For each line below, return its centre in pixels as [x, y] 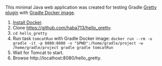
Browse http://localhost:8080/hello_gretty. [57, 58]
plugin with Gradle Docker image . [40, 13]
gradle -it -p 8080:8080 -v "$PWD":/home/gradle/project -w [78, 43]
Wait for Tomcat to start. [38, 53]
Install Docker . [28, 22]
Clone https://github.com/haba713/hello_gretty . [62, 28]
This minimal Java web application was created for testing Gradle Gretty [81, 7]
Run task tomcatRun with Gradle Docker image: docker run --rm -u [82, 38]
